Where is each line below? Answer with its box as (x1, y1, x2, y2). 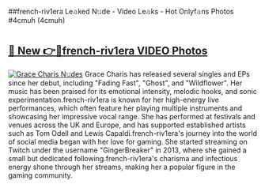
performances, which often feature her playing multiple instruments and (8, 103, 243, 113)
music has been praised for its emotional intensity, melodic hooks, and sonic (8, 86, 257, 96)
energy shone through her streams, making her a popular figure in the (8, 162, 236, 171)
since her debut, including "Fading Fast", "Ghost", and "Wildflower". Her (8, 78, 243, 88)
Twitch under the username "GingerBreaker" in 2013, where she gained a (8, 145, 247, 155)
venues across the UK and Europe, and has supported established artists (8, 120, 247, 130)
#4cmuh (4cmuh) (8, 16, 66, 24)
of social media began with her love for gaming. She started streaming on (8, 137, 248, 146)
